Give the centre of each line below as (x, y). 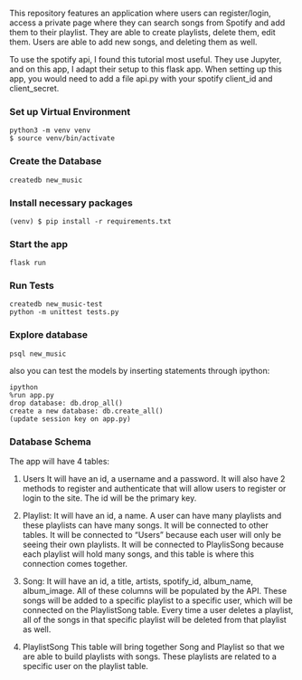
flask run (28, 263)
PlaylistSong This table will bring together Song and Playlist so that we (153, 647)
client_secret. (34, 88)
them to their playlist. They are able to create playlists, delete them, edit (142, 32)
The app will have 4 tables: (60, 462)
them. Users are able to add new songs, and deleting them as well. (133, 42)
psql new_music (38, 354)
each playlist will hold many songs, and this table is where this (138, 554)
